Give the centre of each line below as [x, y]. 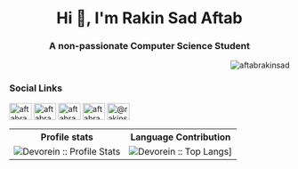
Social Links [36, 88]
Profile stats [67, 137]
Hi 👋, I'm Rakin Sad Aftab [149, 18]
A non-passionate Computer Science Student [149, 46]
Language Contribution [181, 137]
